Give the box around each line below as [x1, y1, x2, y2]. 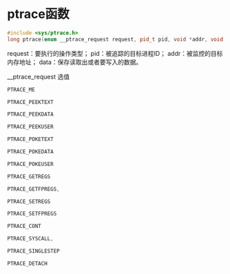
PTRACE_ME [7, 86, 36, 93]
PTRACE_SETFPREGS [7, 211, 57, 218]
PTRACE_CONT [7, 223, 41, 230]
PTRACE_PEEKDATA [7, 111, 54, 118]
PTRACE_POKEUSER [7, 160, 54, 167]
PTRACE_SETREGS [7, 198, 51, 205]
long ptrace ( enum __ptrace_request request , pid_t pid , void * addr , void [7, 36, 224, 43]
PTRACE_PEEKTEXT [7, 98, 54, 105]
